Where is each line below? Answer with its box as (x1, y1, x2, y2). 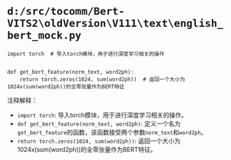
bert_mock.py (7, 29, 81, 42)
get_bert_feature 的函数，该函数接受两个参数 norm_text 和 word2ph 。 (17, 128, 207, 136)
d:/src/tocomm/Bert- (7, 5, 125, 18)
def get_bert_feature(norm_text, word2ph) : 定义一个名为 (17, 119, 181, 128)
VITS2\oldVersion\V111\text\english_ (7, 17, 224, 30)
